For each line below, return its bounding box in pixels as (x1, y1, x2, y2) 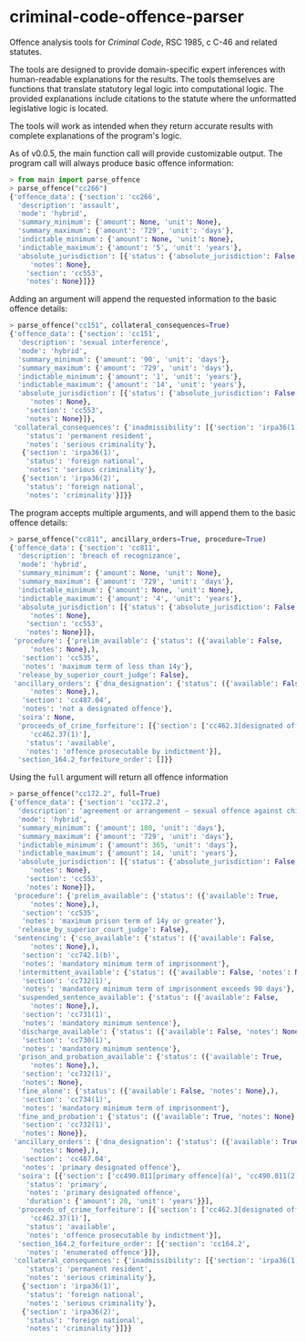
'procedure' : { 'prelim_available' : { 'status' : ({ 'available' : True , (13, 891, 280, 900)
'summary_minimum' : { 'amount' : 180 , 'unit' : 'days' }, (17, 823, 226, 833)
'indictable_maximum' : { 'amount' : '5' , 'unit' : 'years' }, (17, 243, 243, 252)
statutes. (9, 46, 43, 57)
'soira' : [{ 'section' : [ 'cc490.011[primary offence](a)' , (17, 1171, 243, 1180)
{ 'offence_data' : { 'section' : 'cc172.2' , (9, 798, 169, 807)
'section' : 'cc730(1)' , (21, 1035, 112, 1044)
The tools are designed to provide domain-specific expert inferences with (9, 64, 286, 75)
